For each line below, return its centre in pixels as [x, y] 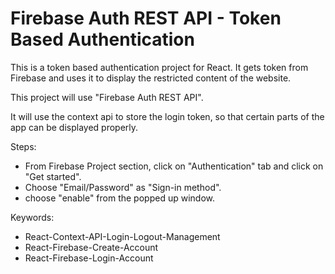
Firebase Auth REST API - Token [146, 18]
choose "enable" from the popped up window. [119, 198]
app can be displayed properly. [74, 127]
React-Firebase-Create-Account [91, 247]
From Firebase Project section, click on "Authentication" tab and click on [174, 166]
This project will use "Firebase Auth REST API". [107, 97]
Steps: [23, 146]
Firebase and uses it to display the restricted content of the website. [151, 78]
